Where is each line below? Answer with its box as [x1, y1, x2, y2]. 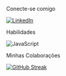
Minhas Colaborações [6, 52, 61, 59]
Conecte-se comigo [6, 5, 56, 12]
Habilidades [6, 28, 36, 36]
